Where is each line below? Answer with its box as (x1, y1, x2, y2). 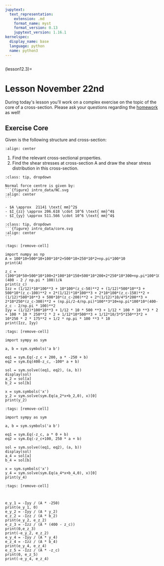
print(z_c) (5, 282, 27, 287)
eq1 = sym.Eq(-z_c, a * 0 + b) (5, 432, 69, 437)
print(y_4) (5, 475, 27, 480)
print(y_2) (5, 398, 27, 403)
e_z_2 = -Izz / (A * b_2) (5, 514, 58, 518)
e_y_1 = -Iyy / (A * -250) (5, 501, 60, 506)
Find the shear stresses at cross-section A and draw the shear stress (12, 160, 151, 166)
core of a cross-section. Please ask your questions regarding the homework (5, 104, 158, 110)
